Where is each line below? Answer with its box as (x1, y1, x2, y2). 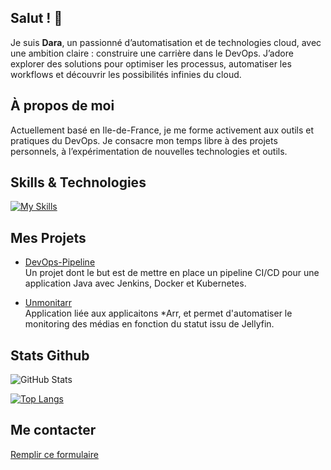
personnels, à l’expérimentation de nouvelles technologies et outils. (10, 145, 288, 157)
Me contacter (10, 422, 97, 439)
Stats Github (10, 347, 90, 364)
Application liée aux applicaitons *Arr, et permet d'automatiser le (24, 307, 293, 320)
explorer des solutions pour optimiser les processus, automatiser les (10, 57, 292, 70)
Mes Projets (10, 229, 87, 246)
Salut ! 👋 (10, 10, 63, 27)
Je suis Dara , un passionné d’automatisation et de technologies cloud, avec (10, 36, 322, 48)
